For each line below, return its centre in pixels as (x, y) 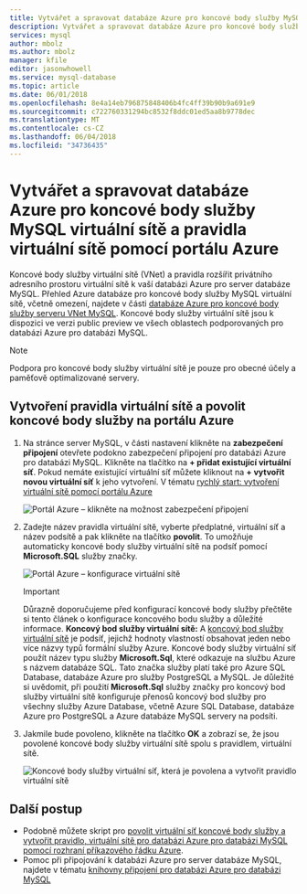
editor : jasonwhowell (51, 69)
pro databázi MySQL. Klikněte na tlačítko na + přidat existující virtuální (157, 462)
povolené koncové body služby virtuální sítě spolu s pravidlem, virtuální (157, 743)
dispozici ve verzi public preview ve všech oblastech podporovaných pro (147, 323)
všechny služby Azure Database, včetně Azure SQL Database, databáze (159, 706)
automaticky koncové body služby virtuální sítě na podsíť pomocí (145, 546)
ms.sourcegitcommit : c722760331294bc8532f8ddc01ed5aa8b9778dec (132, 112)
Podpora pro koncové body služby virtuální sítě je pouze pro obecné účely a (153, 367)
